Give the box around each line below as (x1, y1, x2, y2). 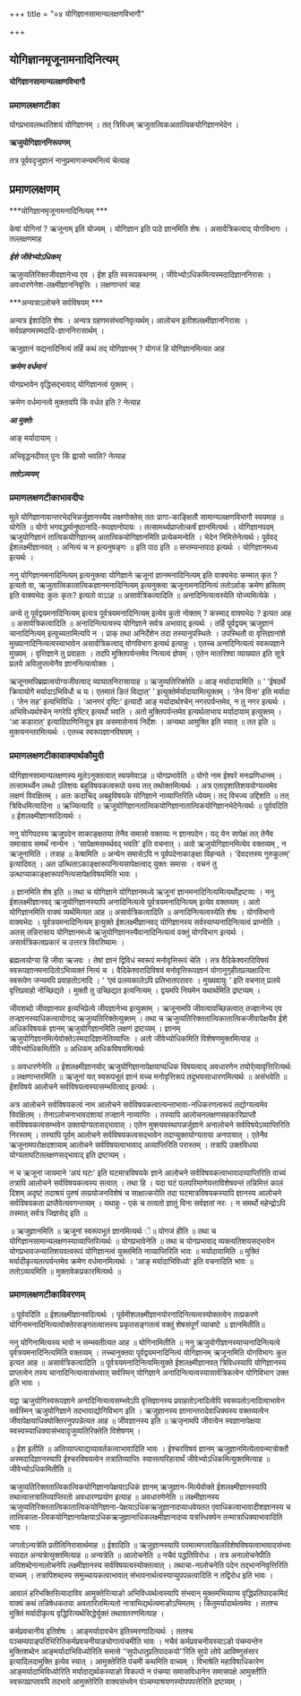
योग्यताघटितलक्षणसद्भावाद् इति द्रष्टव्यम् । (9, 1149, 127, 1160)
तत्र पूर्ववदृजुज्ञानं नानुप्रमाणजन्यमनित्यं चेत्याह (9, 155, 130, 166)
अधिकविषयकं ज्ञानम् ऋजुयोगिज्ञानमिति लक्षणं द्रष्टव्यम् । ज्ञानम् (9, 1023, 181, 1033)
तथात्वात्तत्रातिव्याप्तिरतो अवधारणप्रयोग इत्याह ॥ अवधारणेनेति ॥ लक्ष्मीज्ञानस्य (9, 1491, 219, 1502)
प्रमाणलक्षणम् (9, 182, 60, 197)
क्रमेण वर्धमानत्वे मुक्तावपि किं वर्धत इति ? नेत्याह (9, 397, 142, 407)
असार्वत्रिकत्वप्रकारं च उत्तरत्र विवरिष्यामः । (9, 937, 125, 947)
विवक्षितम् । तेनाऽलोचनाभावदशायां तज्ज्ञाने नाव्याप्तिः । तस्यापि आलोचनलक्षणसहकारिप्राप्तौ (9, 1109, 257, 1119)
